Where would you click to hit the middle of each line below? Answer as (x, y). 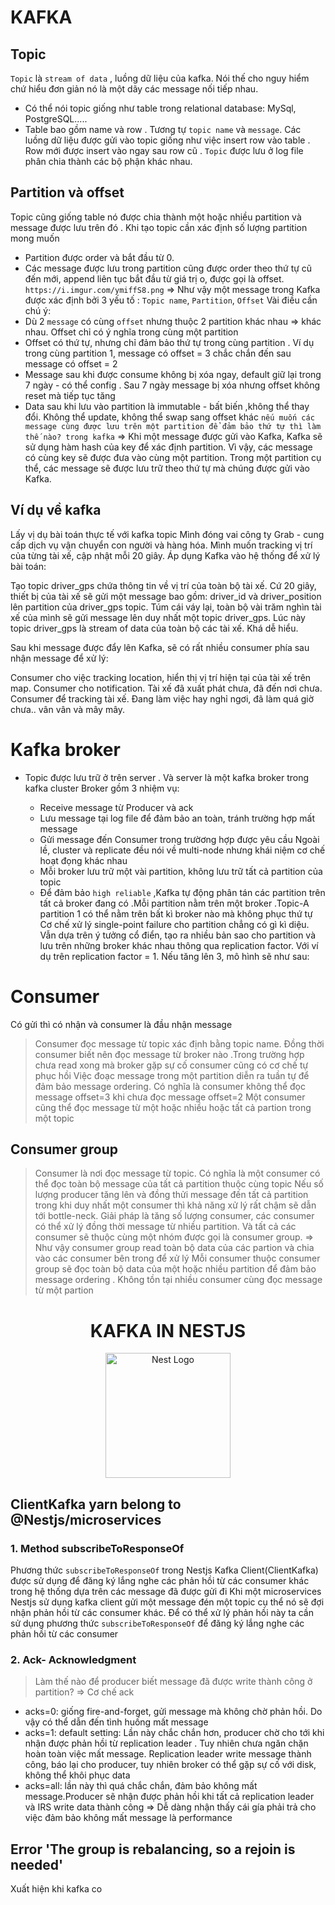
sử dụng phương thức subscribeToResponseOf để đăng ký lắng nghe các (157, 1623)
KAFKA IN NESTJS (168, 1330)
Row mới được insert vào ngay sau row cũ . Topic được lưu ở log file (164, 150)
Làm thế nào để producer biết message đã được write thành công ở (173, 1682)
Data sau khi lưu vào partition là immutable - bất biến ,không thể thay (167, 406)
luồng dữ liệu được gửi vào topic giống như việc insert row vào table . (167, 140)
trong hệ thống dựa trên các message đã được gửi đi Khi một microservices (166, 1591)
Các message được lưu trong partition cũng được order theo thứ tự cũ (168, 268)
